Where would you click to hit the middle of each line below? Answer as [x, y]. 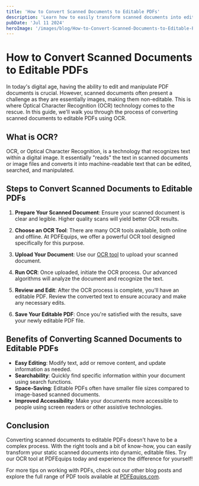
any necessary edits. [40, 302]
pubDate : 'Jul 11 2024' [36, 23]
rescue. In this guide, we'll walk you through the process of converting [92, 112]
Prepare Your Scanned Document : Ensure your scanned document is [100, 212]
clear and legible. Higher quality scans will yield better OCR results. [97, 219]
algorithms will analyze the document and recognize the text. [89, 278]
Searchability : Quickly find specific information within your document [100, 375]
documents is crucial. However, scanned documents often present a [89, 93]
